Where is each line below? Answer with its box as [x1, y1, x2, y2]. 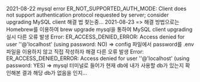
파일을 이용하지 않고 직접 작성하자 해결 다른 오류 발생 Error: [6, 48, 144, 55]
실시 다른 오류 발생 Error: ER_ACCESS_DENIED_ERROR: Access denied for [6, 33, 185, 40]
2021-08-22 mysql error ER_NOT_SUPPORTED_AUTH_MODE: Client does [6, 5, 187, 12]
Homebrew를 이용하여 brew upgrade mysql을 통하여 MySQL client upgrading [6, 26, 193, 33]
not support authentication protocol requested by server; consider [6, 11, 169, 18]
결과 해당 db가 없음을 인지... [21, 70, 88, 76]
